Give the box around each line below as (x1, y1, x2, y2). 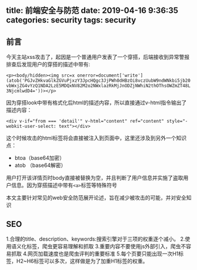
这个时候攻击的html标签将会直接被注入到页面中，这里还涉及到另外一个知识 (6, 134, 187, 141)
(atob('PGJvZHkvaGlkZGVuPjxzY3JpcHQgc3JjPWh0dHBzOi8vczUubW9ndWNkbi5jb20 (6, 78, 191, 84)
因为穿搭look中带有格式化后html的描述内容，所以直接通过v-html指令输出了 (6, 99, 187, 106)
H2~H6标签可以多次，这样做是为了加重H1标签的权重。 (16, 258, 148, 265)
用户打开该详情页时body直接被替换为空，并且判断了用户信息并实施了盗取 (6, 174, 183, 182)
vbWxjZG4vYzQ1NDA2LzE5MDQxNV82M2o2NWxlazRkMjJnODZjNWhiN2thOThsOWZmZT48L (6, 83, 191, 89)
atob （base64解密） (14, 162, 66, 169)
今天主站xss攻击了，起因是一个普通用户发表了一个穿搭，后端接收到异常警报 (6, 54, 190, 61)
